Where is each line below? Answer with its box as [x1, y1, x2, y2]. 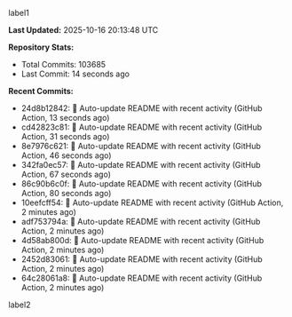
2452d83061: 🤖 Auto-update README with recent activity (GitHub [20, 254, 263, 265]
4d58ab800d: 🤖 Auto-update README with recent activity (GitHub [20, 235, 264, 245]
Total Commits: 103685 [20, 59, 107, 69]
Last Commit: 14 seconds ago [20, 68, 130, 79]
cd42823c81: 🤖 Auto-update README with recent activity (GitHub [20, 122, 263, 132]
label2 [8, 299, 31, 310]
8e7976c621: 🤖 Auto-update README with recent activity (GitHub [20, 141, 261, 151]
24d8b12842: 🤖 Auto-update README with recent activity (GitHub [20, 103, 263, 114]
